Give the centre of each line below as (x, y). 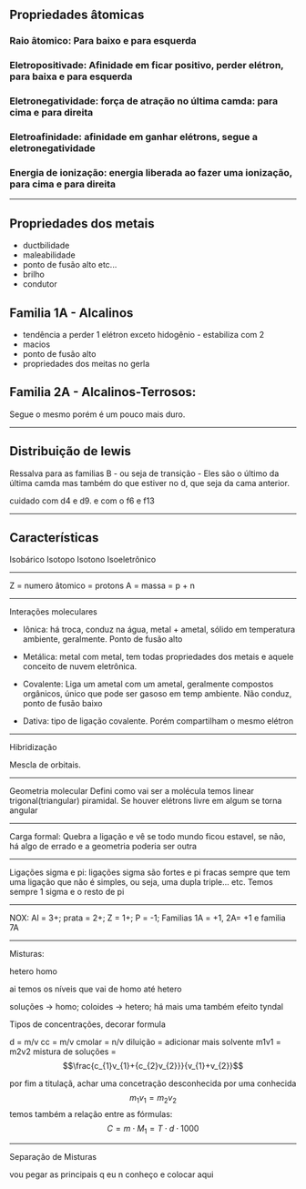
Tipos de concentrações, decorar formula (88, 1024)
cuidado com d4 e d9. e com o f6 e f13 (82, 501)
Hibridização (33, 747)
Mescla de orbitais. (46, 765)
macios (36, 344)
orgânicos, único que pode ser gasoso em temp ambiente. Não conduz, (157, 694)
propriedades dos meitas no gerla (86, 364)
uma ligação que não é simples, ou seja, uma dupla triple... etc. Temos (141, 882)
